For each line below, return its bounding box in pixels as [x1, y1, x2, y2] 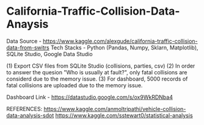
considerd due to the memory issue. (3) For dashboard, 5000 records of [6, 75, 188, 82]
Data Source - [6, 37, 42, 45]
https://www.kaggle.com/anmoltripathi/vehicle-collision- [43, 105, 186, 112]
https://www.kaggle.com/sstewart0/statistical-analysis [55, 112, 194, 119]
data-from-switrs [6, 44, 50, 51]
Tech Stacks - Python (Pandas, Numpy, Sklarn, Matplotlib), [51, 44, 199, 51]
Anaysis [6, 17, 49, 31]
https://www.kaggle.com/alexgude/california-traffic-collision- [42, 37, 198, 45]
